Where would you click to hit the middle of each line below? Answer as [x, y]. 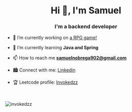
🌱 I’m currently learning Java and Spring [56, 48]
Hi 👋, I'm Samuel [86, 11]
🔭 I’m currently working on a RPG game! [55, 38]
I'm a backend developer [86, 27]
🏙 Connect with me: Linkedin [44, 70]
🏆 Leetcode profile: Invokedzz [45, 82]
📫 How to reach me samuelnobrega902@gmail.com [70, 58]
